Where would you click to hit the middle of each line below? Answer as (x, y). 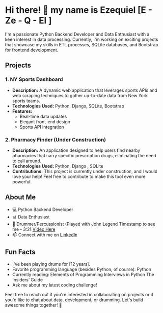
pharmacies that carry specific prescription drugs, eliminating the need (84, 155)
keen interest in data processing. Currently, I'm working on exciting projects (82, 39)
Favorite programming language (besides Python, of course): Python (81, 269)
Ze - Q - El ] (28, 20)
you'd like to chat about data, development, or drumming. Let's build (74, 300)
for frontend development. (32, 50)
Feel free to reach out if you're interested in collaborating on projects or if (79, 294)
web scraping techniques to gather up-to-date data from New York (80, 95)
